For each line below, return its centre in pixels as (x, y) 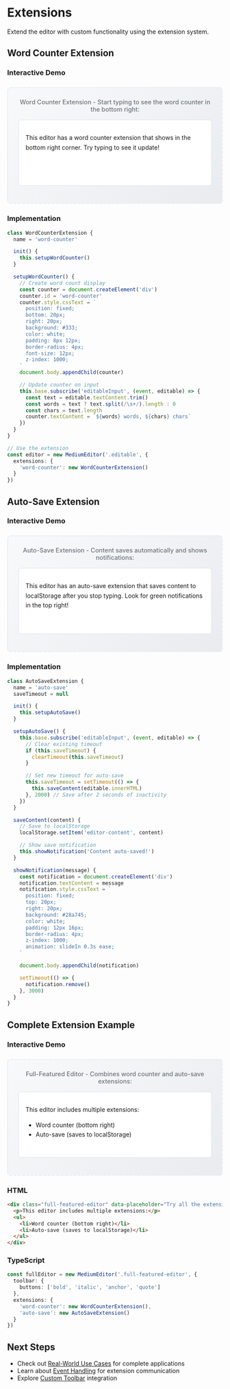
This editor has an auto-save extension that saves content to (111, 586)
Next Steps (31, 1347)
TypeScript (26, 1261)
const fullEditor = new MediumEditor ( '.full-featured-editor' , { (102, 1274)
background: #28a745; (56, 915)
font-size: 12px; (50, 353)
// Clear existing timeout (64, 744)
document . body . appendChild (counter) (72, 373)
